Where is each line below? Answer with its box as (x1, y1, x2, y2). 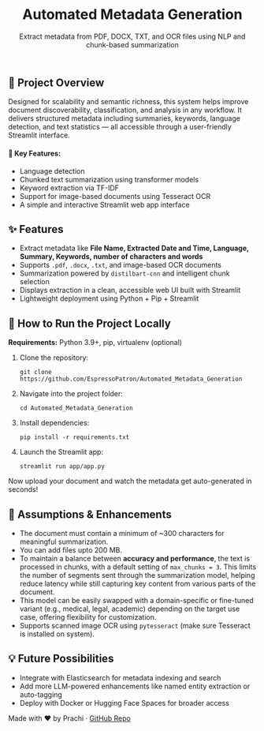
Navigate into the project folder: (19, 389, 124, 399)
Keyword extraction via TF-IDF (19, 183, 120, 193)
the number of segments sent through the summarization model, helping (19, 571, 255, 579)
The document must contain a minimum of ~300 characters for (19, 529, 225, 538)
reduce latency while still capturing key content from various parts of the (19, 579, 256, 588)
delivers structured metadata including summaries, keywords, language (8, 114, 240, 123)
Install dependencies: (19, 418, 90, 428)
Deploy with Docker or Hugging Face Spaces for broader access (19, 698, 230, 707)
